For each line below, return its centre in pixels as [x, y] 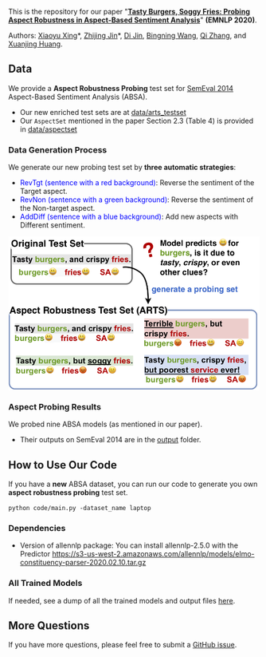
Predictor [35, 554]
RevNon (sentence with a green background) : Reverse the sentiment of [137, 200]
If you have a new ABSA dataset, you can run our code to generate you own [133, 484]
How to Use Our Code [63, 465]
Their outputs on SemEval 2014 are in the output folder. [110, 440]
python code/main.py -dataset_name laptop [80, 509]
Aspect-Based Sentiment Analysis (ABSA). [78, 97]
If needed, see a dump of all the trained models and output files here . [122, 600]
